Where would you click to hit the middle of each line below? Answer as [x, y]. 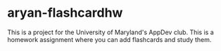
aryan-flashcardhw [65, 13]
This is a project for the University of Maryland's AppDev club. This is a [110, 32]
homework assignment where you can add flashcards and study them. [109, 39]
